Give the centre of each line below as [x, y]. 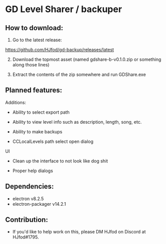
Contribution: [27, 220]
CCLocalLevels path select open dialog [53, 141]
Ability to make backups [37, 131]
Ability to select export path [41, 112]
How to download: [34, 28]
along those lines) [31, 65]
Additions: [16, 102]
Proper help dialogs [33, 171]
